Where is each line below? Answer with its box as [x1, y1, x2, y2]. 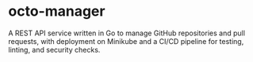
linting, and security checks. [8, 45, 101, 54]
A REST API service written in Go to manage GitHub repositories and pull [8, 28, 246, 38]
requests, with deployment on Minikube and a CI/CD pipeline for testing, [8, 36, 244, 46]
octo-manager [8, 2, 105, 20]
